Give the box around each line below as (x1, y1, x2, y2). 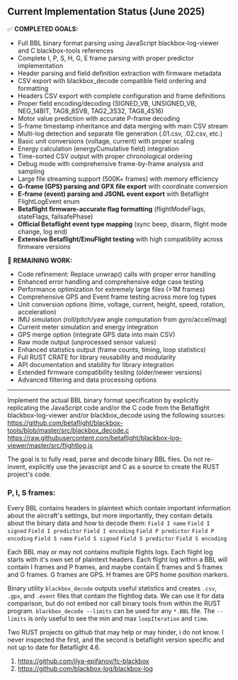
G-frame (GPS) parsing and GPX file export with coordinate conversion (17, 182, 228, 190)
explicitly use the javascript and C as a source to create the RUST (28, 462, 220, 471)
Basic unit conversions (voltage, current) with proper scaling (17, 136, 195, 145)
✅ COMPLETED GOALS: (7, 24, 79, 33)
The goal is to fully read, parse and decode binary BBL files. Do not (7, 454, 203, 464)
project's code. (7, 470, 52, 478)
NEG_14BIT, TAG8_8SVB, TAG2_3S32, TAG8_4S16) (17, 106, 164, 115)
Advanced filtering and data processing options (17, 375, 157, 384)
